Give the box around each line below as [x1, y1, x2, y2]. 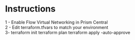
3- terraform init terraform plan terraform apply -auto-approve [5, 29, 131, 35]
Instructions [5, 3, 56, 14]
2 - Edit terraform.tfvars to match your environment [5, 24, 109, 30]
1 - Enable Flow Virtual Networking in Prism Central [5, 19, 108, 25]
